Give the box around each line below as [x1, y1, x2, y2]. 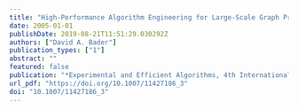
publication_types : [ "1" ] [9, 46, 105, 55]
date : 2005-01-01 [9, 21, 74, 30]
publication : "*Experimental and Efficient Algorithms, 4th [9, 71, 237, 80]
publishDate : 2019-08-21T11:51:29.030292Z [9, 29, 169, 38]
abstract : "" [9, 54, 58, 63]
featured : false [9, 63, 69, 72]
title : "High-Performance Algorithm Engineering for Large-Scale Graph [9, 12, 279, 22]
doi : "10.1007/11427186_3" [9, 87, 109, 96]
